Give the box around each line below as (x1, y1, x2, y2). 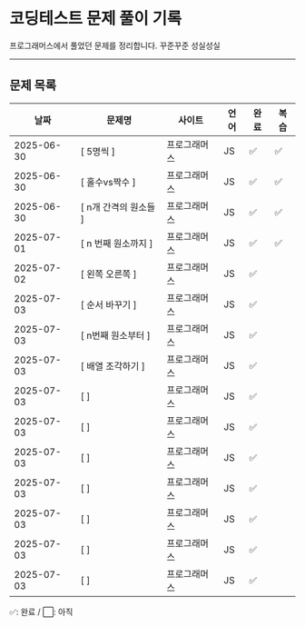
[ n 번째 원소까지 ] (80, 237, 153, 250)
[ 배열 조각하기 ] (80, 360, 145, 373)
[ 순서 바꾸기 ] (80, 298, 138, 311)
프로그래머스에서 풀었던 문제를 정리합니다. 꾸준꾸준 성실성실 (9, 40, 221, 51)
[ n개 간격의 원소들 (80, 201, 156, 214)
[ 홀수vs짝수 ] (80, 175, 136, 188)
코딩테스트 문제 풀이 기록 (9, 8, 182, 29)
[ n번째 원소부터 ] (80, 329, 152, 342)
